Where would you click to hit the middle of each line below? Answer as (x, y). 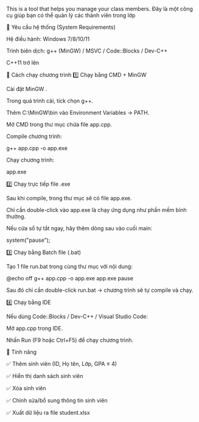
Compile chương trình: (34, 136)
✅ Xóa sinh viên (26, 388)
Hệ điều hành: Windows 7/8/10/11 (48, 39)
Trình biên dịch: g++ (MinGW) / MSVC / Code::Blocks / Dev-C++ (87, 51)
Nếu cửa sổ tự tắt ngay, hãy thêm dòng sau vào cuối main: (79, 228)
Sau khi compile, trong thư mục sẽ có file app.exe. (69, 198)
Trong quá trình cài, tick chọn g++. (50, 101)
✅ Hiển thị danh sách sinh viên (45, 376)
